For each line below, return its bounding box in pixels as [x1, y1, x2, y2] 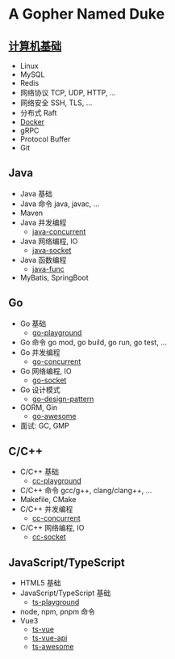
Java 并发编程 [19, 218, 67, 227]
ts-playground [31, 598, 80, 607]
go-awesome [31, 411, 77, 420]
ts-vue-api [31, 633, 68, 643]
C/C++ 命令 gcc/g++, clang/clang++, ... [19, 486, 152, 496]
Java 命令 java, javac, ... [19, 199, 100, 209]
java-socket [31, 245, 72, 255]
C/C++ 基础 [19, 467, 59, 477]
